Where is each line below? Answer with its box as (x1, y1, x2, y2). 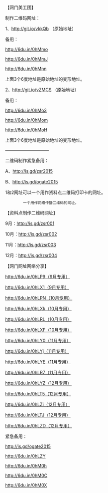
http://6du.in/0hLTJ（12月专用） (5, 412, 71, 418)
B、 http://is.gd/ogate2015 (5, 179, 58, 184)
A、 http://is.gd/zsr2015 (5, 168, 53, 174)
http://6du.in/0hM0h (5, 463, 47, 468)
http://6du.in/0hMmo (5, 47, 48, 52)
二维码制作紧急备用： (5, 157, 49, 163)
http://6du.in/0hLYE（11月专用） (5, 359, 71, 365)
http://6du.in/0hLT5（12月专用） (5, 391, 71, 397)
